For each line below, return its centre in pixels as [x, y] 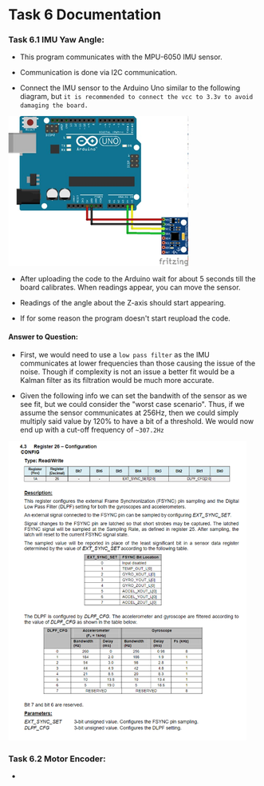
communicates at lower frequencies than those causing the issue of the [138, 363]
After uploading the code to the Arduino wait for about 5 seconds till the [138, 279]
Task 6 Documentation [85, 15]
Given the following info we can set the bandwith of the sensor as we [133, 395]
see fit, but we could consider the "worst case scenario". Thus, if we [132, 404]
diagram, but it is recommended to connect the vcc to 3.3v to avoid [136, 97]
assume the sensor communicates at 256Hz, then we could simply [129, 413]
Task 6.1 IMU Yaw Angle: [57, 40]
